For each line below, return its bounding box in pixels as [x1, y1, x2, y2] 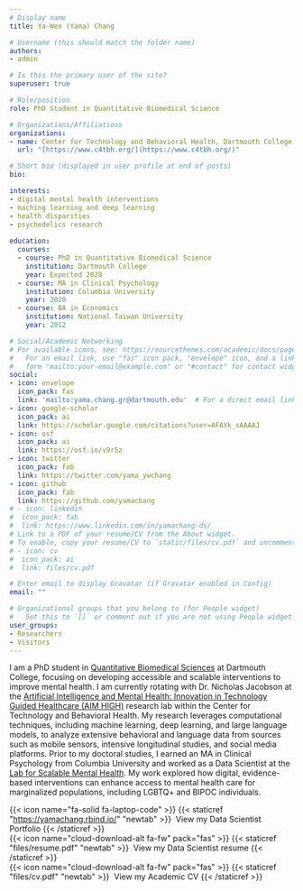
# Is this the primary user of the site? [9, 71, 168, 80]
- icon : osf [9, 429, 54, 438]
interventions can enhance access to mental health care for [34, 777, 255, 788]
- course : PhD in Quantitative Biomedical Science [17, 253, 212, 262]
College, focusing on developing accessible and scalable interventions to [9, 672, 281, 683]
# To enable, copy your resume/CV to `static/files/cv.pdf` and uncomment [9, 537, 297, 547]
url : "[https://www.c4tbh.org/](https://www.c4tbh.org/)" [17, 145, 241, 154]
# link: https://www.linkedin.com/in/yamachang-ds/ [9, 521, 212, 530]
